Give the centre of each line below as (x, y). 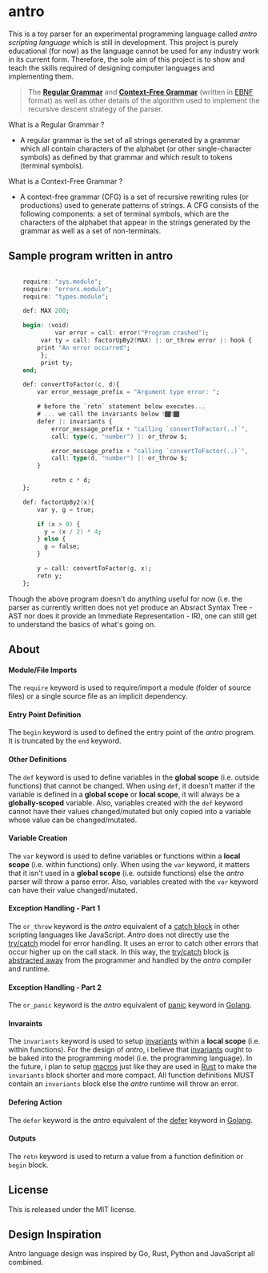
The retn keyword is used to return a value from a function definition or (126, 1156)
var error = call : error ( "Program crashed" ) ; (132, 333)
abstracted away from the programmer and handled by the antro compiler (130, 960)
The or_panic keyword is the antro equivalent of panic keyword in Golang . (130, 1005)
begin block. (28, 1165)
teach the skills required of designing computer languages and (111, 67)
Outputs (22, 1138)
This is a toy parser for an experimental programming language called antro (133, 34)
